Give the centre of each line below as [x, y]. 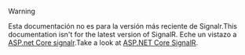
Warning [22, 11]
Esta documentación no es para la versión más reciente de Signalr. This [123, 26]
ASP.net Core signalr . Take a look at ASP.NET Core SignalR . [103, 43]
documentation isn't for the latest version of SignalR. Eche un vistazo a [122, 34]
